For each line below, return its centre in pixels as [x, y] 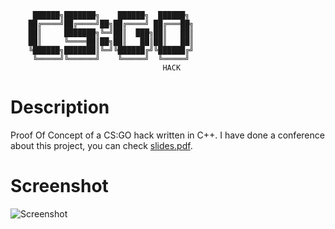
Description [60, 107]
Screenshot [59, 186]
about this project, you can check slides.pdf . [101, 145]
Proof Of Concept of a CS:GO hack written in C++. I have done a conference [167, 135]
